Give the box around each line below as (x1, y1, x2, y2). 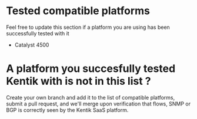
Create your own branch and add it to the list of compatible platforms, (6, 94, 175, 101)
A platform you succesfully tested (6, 62, 176, 75)
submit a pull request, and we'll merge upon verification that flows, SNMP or (6, 100, 191, 107)
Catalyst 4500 (14, 41, 49, 48)
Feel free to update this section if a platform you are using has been (6, 24, 171, 31)
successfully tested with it (6, 29, 69, 37)
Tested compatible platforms (6, 4, 150, 18)
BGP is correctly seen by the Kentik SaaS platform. (6, 106, 129, 113)
